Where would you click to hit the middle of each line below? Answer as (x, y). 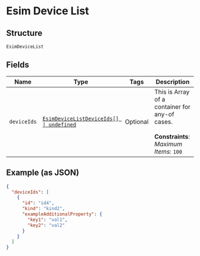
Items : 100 (168, 152)
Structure (24, 33)
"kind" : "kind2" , (43, 209)
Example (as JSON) (43, 173)
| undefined (59, 124)
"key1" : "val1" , (48, 220)
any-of (164, 114)
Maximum (168, 144)
